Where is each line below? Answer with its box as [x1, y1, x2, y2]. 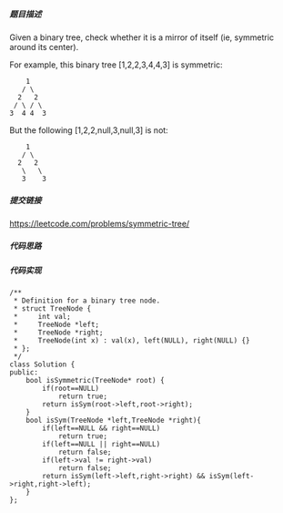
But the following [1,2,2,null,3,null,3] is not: [9, 124, 168, 136]
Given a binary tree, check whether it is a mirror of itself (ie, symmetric [9, 32, 275, 43]
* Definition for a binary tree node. [13, 296, 161, 305]
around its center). [9, 41, 79, 52]
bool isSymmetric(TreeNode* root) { [25, 376, 166, 385]
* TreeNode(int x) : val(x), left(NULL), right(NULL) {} [13, 336, 250, 345]
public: [9, 368, 39, 377]
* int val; [13, 313, 71, 322]
